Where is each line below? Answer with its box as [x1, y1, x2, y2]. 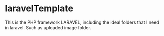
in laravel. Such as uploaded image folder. [5, 24, 91, 30]
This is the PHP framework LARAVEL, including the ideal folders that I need [5, 19, 159, 25]
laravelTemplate [5, 3, 74, 14]
